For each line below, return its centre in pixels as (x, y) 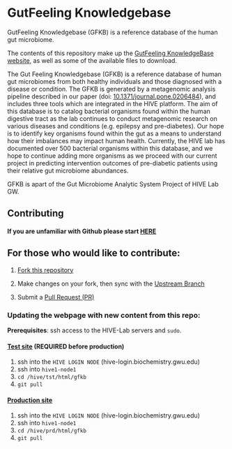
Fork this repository (45, 270)
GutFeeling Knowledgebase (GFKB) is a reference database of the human (113, 32)
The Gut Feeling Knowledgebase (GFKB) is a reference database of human (114, 74)
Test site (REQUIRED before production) (66, 346)
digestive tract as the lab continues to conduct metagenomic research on (112, 118)
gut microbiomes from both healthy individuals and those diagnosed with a (114, 81)
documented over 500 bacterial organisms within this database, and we (110, 148)
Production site (30, 400)
